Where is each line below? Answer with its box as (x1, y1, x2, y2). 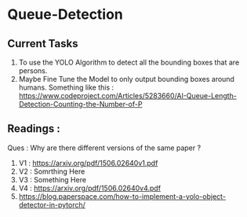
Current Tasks (7, 37, 78, 50)
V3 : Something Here (18, 175, 87, 184)
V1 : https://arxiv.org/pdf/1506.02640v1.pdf (18, 158, 158, 167)
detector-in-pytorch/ (18, 200, 85, 209)
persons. (18, 66, 48, 75)
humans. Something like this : (18, 83, 114, 92)
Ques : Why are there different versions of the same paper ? (7, 143, 202, 153)
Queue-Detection (7, 6, 123, 24)
